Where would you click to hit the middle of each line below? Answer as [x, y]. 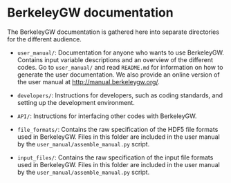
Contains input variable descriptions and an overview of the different [115, 59]
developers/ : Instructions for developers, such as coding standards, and [120, 95]
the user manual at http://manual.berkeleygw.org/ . [89, 81]
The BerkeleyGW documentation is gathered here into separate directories [113, 32]
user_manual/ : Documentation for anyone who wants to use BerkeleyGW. [121, 52]
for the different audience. [44, 39]
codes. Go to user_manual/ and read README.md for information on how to [120, 67]
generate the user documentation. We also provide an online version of [118, 75]
